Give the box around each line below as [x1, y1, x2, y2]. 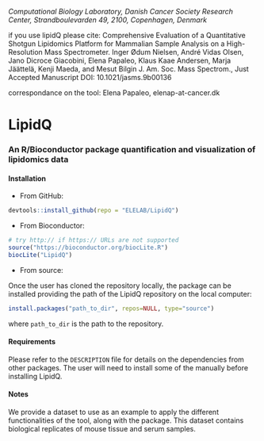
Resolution [8, 48, 44, 56]
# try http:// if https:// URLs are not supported [8, 236, 179, 244]
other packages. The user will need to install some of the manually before [8, 362, 248, 372]
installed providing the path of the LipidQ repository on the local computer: [8, 289, 252, 298]
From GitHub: [19, 191, 63, 201]
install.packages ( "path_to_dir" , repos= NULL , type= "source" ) [8, 305, 215, 313]
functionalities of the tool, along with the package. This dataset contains [8, 416, 244, 425]
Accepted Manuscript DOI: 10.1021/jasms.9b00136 [8, 73, 172, 82]
